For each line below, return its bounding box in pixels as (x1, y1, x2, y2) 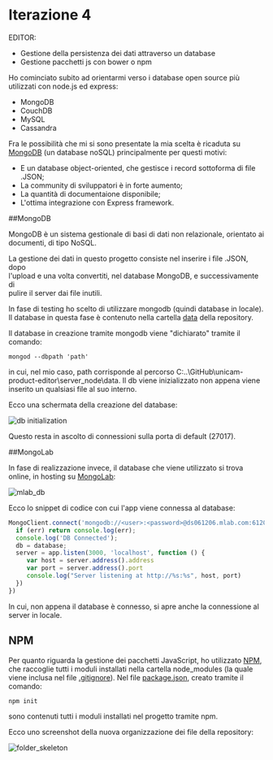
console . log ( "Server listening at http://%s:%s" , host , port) (26, 571, 242, 580)
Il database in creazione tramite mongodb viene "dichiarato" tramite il (8, 328, 241, 338)
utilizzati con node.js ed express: (8, 81, 119, 91)
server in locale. (8, 610, 63, 619)
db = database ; (15, 541, 67, 549)
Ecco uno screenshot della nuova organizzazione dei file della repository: (8, 727, 254, 736)
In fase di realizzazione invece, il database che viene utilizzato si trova (8, 463, 244, 472)
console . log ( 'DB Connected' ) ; (15, 534, 118, 542)
